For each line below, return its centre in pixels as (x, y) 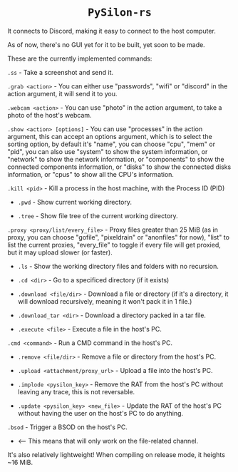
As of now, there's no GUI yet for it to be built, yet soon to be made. (106, 44)
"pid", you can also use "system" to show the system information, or (108, 151)
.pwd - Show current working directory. (75, 202)
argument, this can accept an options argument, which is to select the (110, 136)
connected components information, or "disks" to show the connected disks (119, 167)
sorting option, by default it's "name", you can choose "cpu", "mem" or (112, 144)
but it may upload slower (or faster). (60, 252)
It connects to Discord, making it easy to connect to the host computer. (112, 31)
